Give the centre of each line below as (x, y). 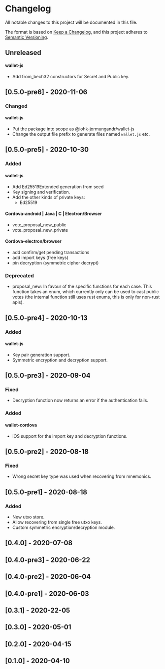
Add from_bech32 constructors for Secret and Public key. (71, 76)
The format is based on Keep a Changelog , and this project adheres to (76, 32)
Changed (16, 106)
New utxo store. (28, 517)
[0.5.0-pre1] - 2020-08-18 (46, 492)
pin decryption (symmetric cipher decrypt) (55, 262)
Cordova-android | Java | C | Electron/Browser (53, 214)
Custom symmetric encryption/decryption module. (64, 527)
